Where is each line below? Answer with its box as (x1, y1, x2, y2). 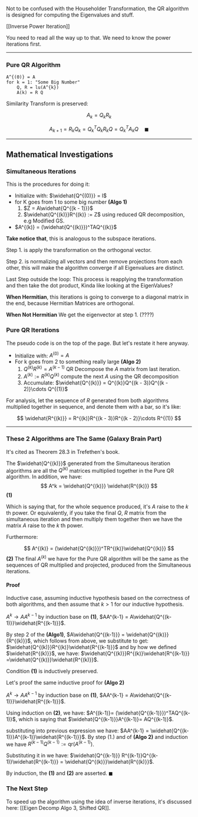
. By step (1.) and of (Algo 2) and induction (84, 733, 189, 740)
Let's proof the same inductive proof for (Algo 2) (6, 679, 125, 686)
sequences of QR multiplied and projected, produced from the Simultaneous (6, 561, 192, 569)
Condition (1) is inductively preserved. (6, 667, 98, 674)
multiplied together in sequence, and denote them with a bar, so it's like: (6, 403, 181, 410)
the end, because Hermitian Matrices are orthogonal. (6, 300, 135, 307)
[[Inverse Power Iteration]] (6, 23, 70, 30)
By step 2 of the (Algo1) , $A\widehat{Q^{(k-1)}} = (6, 631, 126, 638)
